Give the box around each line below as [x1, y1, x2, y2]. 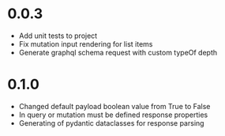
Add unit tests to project [18, 31, 98, 40]
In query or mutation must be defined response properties [18, 110, 208, 119]
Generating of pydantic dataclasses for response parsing [18, 118, 204, 127]
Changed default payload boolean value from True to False [18, 101, 211, 111]
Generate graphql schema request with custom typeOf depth [18, 47, 218, 57]
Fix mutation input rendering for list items [18, 39, 153, 48]
